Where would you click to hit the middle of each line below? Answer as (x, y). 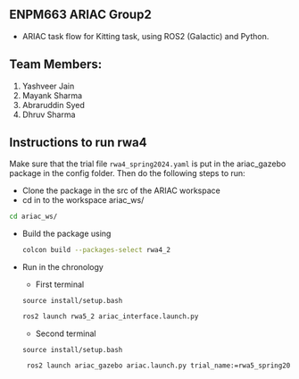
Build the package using (66, 234)
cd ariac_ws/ (33, 217)
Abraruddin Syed (53, 105)
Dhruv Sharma (49, 114)
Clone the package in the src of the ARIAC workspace (121, 190)
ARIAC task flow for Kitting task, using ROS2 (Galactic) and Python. (145, 36)
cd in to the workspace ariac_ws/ (83, 200)
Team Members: (56, 65)
